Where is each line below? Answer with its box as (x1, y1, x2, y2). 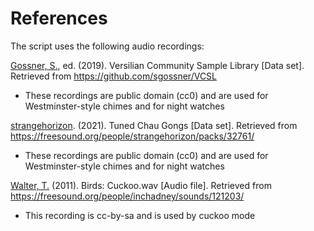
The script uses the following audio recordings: (10, 40, 205, 52)
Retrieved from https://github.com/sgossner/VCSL (10, 70, 218, 82)
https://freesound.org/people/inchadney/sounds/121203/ (10, 190, 245, 202)
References (10, 7, 108, 30)
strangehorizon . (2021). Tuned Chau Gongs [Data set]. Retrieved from (10, 119, 298, 131)
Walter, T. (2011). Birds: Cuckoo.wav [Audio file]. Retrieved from (10, 179, 272, 191)
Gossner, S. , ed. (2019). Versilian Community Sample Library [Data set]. (10, 59, 305, 71)
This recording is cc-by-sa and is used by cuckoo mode (24, 209, 256, 221)
